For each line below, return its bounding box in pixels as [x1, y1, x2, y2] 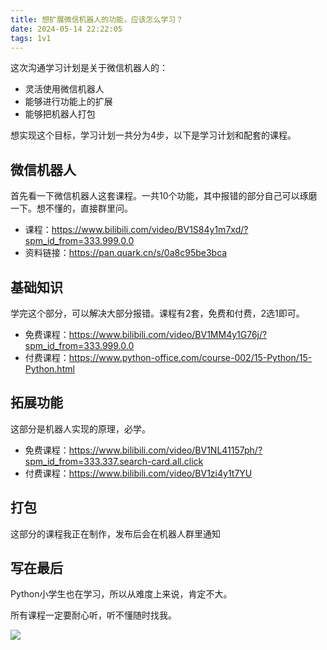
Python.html [24, 363, 75, 375]
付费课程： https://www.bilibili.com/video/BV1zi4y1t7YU [24, 467, 253, 479]
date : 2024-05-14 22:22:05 [10, 24, 123, 34]
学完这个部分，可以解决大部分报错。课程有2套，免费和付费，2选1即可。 [10, 307, 305, 319]
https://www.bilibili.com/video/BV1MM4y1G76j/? [68, 329, 268, 340]
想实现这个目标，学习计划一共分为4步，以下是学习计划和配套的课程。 [10, 129, 297, 141]
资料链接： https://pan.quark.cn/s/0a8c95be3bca [24, 247, 228, 259]
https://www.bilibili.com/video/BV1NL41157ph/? [68, 444, 263, 456]
